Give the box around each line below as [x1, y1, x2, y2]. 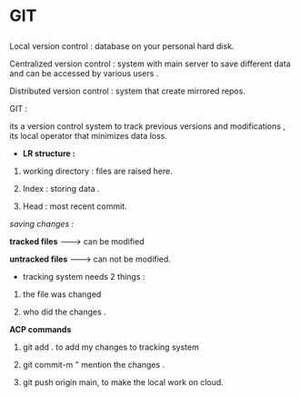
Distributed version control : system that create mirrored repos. [9, 85, 245, 96]
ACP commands [9, 324, 72, 335]
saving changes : [9, 219, 75, 230]
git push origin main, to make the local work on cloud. [22, 377, 225, 388]
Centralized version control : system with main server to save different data [9, 58, 291, 69]
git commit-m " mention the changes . [22, 360, 165, 371]
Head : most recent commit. [22, 201, 127, 212]
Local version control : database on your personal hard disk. [9, 41, 235, 52]
